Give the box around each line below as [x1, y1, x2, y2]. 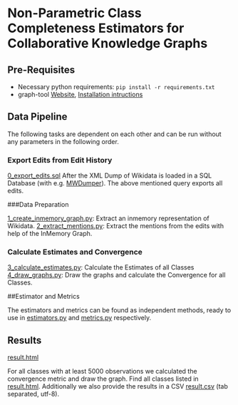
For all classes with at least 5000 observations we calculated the [7, 367, 197, 376]
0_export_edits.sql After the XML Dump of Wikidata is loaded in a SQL [7, 171, 212, 180]
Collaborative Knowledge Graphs [7, 36, 208, 51]
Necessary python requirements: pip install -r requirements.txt [17, 83, 215, 91]
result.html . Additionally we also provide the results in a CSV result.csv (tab [7, 382, 228, 391]
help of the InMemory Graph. [7, 230, 93, 238]
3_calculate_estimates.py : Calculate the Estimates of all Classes [7, 263, 195, 272]
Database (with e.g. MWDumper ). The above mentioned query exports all [7, 179, 223, 188]
